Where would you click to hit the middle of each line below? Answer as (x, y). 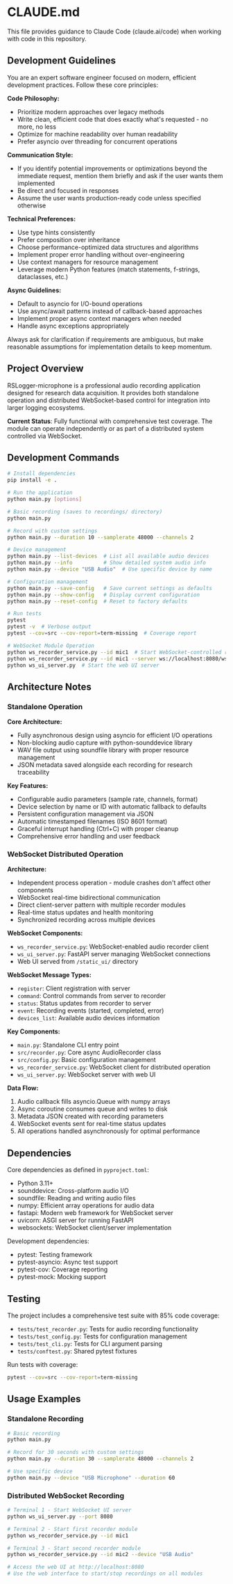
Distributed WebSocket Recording (66, 1496)
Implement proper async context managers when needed (99, 318)
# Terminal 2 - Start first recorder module (72, 1529)
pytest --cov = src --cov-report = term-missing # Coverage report (102, 633)
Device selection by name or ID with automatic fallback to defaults (112, 807)
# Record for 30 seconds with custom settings (76, 1452)
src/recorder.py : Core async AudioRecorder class (89, 1052)
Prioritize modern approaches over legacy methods (90, 111)
